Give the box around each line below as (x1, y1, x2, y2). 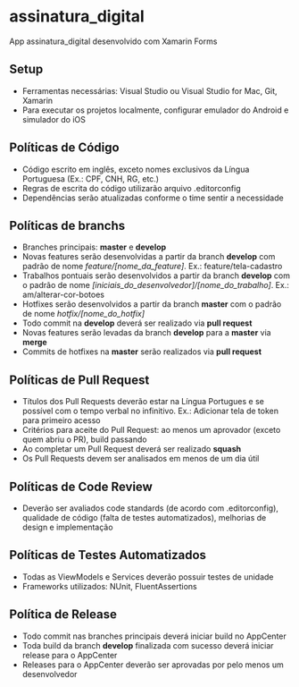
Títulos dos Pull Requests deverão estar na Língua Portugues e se (21, 396, 265, 407)
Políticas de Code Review (9, 479, 154, 494)
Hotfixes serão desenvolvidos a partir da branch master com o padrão (21, 299, 282, 310)
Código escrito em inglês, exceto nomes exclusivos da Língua (21, 164, 250, 174)
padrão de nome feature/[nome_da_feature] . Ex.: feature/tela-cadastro (21, 261, 283, 272)
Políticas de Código (9, 140, 120, 156)
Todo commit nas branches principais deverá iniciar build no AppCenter (21, 631, 287, 641)
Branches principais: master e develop (21, 242, 167, 252)
